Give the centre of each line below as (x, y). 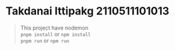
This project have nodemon (54, 28)
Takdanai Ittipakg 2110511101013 (87, 11)
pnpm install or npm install (55, 34)
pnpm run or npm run (45, 40)
